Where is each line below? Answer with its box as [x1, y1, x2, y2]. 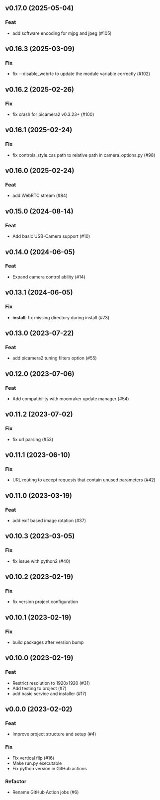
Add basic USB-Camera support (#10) [12, 233, 90, 239]
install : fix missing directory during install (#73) [12, 314, 110, 320]
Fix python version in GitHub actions [12, 765, 87, 771]
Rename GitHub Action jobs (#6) [12, 789, 79, 795]
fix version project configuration [12, 599, 79, 605]
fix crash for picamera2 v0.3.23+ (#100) [12, 111, 94, 117]
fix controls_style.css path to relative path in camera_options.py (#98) [12, 152, 156, 158]
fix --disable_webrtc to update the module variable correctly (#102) [12, 71, 151, 77]
